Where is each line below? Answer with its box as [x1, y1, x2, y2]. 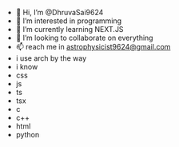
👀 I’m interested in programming [15, 16, 122, 26]
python [15, 130, 40, 139]
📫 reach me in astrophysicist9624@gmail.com [15, 42, 171, 51]
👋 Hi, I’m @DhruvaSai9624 [15, 8, 104, 17]
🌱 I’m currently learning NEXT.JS [15, 25, 124, 34]
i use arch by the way [15, 54, 87, 63]
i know [15, 62, 38, 71]
